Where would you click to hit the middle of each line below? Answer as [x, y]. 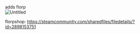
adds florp [15, 7]
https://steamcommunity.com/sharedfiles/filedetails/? [81, 22]
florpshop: [15, 22]
